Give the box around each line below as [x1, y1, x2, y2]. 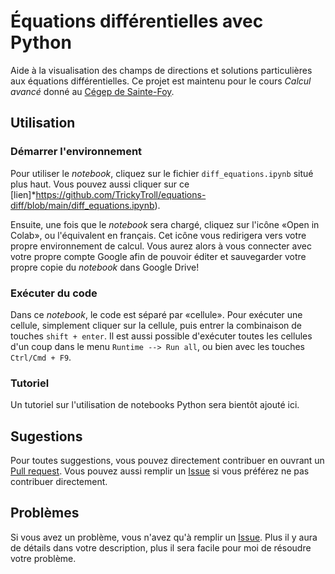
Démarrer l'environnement [10, 145, 143, 159]
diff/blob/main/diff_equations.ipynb [10, 199, 155, 211]
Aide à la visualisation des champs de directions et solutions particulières [10, 64, 313, 76]
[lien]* [10, 188, 37, 200]
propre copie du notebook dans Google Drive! [10, 261, 200, 273]
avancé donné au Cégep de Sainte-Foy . [10, 85, 175, 97]
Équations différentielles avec [10, 10, 264, 33]
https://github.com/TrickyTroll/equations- [35, 188, 207, 200]
